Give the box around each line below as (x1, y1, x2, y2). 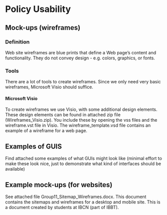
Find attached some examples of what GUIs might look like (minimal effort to (5, 156, 162, 162)
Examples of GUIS (5, 142, 62, 151)
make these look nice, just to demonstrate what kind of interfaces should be (5, 161, 161, 167)
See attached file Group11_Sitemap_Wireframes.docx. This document (5, 194, 147, 200)
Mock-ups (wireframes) (5, 23, 81, 32)
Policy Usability (5, 3, 71, 15)
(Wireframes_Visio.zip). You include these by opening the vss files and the (5, 117, 158, 123)
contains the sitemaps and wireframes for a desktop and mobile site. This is (5, 199, 161, 205)
